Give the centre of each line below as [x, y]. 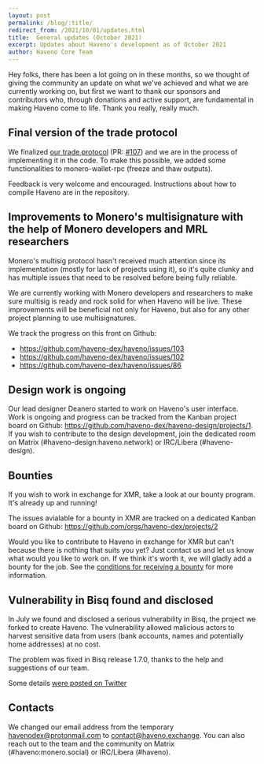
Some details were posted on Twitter [68, 684]
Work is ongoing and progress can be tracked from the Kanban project [123, 417]
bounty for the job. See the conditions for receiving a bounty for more [121, 567]
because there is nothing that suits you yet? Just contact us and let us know [131, 550]
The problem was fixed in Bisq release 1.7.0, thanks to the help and [116, 660]
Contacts [31, 708]
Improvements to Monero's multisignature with [126, 217]
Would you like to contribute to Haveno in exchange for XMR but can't [121, 542]
